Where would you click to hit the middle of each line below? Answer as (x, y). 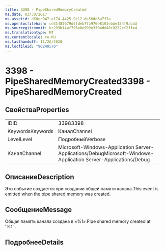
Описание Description (40, 177)
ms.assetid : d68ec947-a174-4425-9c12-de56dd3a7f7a (58, 19)
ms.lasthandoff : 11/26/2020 (34, 42)
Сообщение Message (39, 209)
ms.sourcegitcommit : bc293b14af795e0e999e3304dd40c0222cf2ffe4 (71, 28)
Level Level (20, 139)
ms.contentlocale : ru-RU (30, 37)
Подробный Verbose (82, 139)
